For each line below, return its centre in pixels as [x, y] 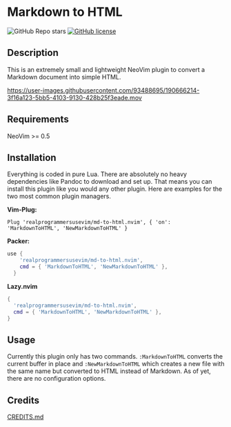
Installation [32, 157]
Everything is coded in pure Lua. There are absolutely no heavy [97, 174]
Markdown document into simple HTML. [64, 77]
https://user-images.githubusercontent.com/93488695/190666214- [103, 90]
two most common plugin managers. [59, 196]
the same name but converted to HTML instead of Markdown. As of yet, [109, 371]
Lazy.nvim [22, 286]
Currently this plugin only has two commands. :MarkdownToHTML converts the [115, 357]
